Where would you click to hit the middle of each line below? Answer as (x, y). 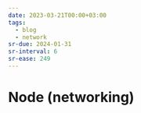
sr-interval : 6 (33, 51)
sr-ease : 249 (29, 59)
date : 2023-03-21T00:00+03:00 (58, 15)
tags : (17, 23)
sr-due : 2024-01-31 (40, 44)
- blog (26, 30)
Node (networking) (71, 97)
